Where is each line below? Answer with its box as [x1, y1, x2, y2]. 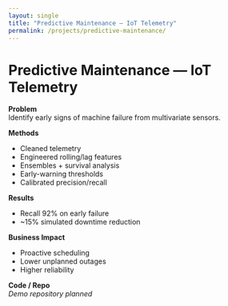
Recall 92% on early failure [19, 209, 110, 218]
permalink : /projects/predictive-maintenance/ [8, 26, 166, 34]
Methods [8, 129, 39, 138]
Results [8, 193, 34, 203]
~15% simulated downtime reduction [19, 217, 141, 227]
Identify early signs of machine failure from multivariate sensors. [8, 113, 222, 122]
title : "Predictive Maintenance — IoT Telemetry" [8, 19, 178, 27]
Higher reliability [19, 265, 74, 275]
